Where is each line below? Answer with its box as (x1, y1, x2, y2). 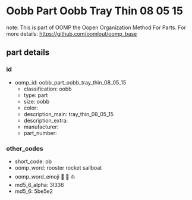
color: (23, 104, 39, 111)
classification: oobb (23, 85, 73, 92)
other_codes (6, 144, 43, 152)
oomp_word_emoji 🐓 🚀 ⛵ (14, 173, 75, 180)
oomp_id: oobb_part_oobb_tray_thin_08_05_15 (14, 79, 127, 86)
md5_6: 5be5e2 (14, 187, 53, 195)
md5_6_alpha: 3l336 (14, 181, 64, 188)
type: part (23, 91, 48, 99)
